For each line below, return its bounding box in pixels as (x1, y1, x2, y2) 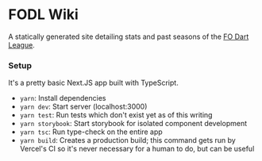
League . (8, 40, 36, 49)
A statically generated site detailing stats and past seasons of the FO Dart (8, 32, 249, 41)
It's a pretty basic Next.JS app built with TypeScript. (8, 78, 179, 88)
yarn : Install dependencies (19, 94, 106, 103)
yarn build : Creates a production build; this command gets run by (19, 136, 236, 145)
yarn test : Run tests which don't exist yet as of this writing (19, 110, 213, 120)
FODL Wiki (8, 6, 79, 24)
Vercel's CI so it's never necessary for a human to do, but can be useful (19, 144, 255, 154)
